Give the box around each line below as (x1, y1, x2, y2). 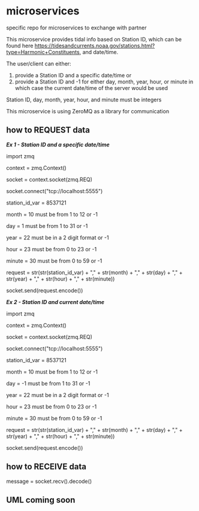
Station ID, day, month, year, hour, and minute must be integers (6, 96, 162, 103)
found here (6, 42, 34, 49)
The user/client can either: (6, 60, 71, 67)
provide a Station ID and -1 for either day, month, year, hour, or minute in (14, 78, 194, 85)
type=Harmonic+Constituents (6, 48, 80, 55)
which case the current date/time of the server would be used (14, 84, 168, 91)
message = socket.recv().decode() (6, 477, 92, 485)
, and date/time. (79, 48, 119, 55)
